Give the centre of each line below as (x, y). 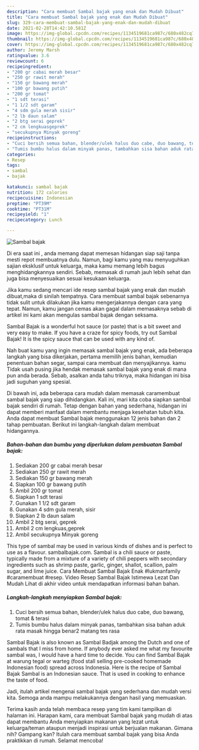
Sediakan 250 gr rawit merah (50, 472)
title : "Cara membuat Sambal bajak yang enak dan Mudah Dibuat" (87, 17)
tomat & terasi (32, 618)
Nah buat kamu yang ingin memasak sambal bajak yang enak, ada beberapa (99, 350)
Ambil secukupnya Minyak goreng (57, 534)
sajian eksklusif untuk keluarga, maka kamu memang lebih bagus (86, 266)
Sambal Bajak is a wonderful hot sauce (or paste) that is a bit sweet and (94, 326)
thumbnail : (20, 39)
